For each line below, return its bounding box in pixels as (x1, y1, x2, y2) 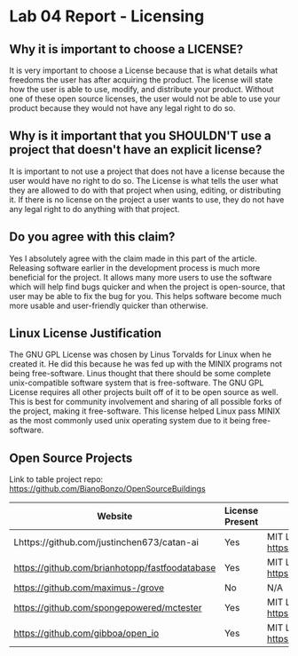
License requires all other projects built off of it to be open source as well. (9, 387, 279, 398)
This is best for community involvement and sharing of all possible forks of (9, 397, 282, 407)
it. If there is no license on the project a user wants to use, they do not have (9, 194, 285, 205)
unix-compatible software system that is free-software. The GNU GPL (9, 377, 264, 388)
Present (224, 516, 259, 528)
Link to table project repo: (9, 474, 104, 485)
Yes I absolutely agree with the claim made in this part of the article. (9, 253, 257, 264)
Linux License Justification (9, 326, 162, 341)
